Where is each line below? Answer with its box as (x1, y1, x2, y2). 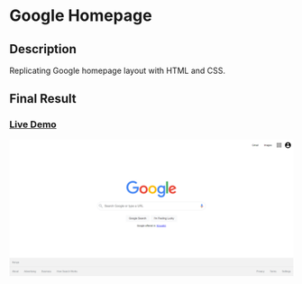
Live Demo (9, 118, 57, 131)
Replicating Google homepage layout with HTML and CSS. (9, 65, 226, 76)
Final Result (9, 91, 77, 106)
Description (9, 41, 77, 57)
